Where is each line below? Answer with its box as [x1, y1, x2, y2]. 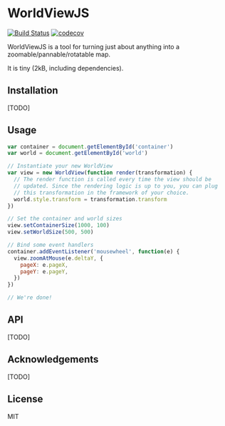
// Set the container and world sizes [7, 215, 122, 223]
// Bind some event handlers [7, 241, 94, 249]
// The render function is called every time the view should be [14, 176, 212, 183]
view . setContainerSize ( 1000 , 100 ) [7, 222, 110, 229]
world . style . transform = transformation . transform [14, 196, 167, 203]
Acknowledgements [7, 353, 99, 365]
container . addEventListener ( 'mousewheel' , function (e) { [7, 248, 180, 255]
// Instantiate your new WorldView [7, 163, 113, 170]
